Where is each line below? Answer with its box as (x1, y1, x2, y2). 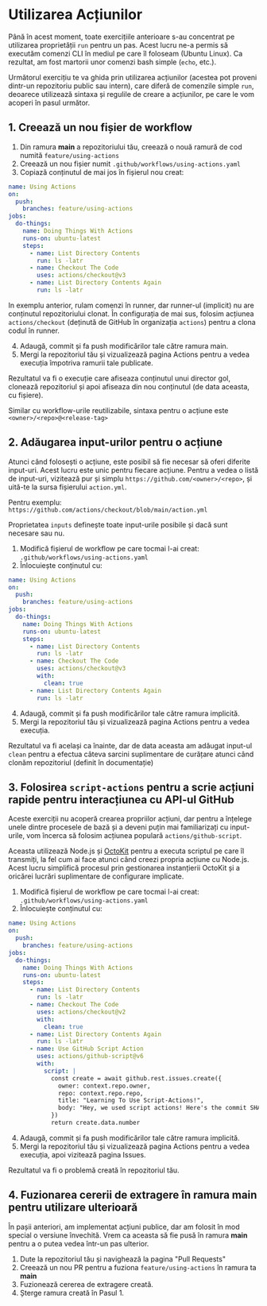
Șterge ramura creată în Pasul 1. (19, 1288, 125, 1297)
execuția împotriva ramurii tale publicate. (19, 357, 153, 367)
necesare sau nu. (8, 528, 65, 538)
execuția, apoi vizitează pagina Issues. (19, 1150, 146, 1159)
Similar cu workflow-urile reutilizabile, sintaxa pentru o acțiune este (8, 405, 229, 415)
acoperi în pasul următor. (8, 98, 91, 107)
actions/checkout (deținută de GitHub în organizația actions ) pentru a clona (8, 317, 256, 326)
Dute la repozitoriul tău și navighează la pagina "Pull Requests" (19, 1254, 226, 1264)
